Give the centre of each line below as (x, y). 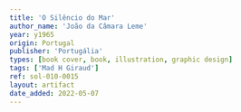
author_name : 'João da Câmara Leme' (78, 26)
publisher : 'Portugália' (56, 51)
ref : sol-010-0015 (44, 77)
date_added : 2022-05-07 (54, 93)
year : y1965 (32, 34)
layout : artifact (42, 85)
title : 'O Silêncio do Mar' (63, 18)
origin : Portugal (42, 43)
